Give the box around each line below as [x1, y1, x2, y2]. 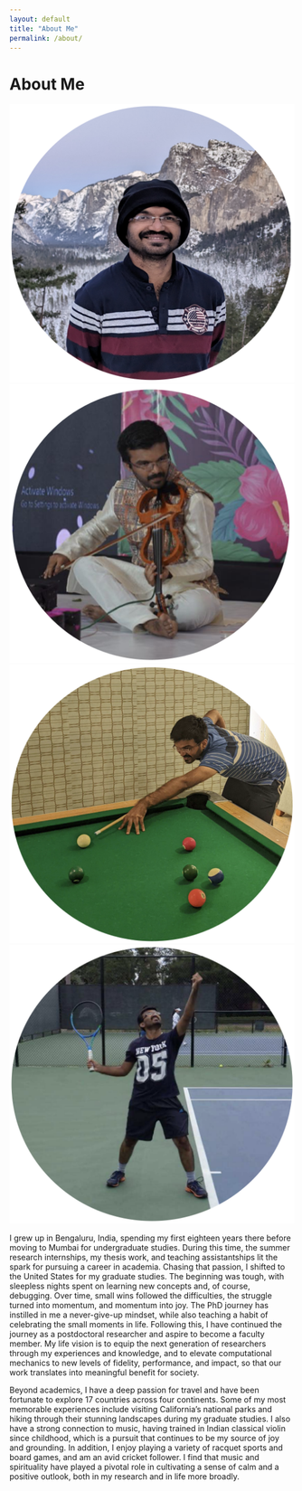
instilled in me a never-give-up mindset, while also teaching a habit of [9, 1309, 269, 1320]
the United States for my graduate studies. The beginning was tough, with [9, 1271, 285, 1282]
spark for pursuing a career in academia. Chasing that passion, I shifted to [9, 1261, 286, 1272]
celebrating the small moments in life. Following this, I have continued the [9, 1319, 283, 1330]
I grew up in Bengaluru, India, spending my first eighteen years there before [9, 1232, 291, 1243]
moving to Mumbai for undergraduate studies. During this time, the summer [9, 1242, 291, 1253]
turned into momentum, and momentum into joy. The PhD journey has [9, 1300, 269, 1311]
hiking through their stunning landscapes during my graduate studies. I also [9, 1413, 291, 1424]
